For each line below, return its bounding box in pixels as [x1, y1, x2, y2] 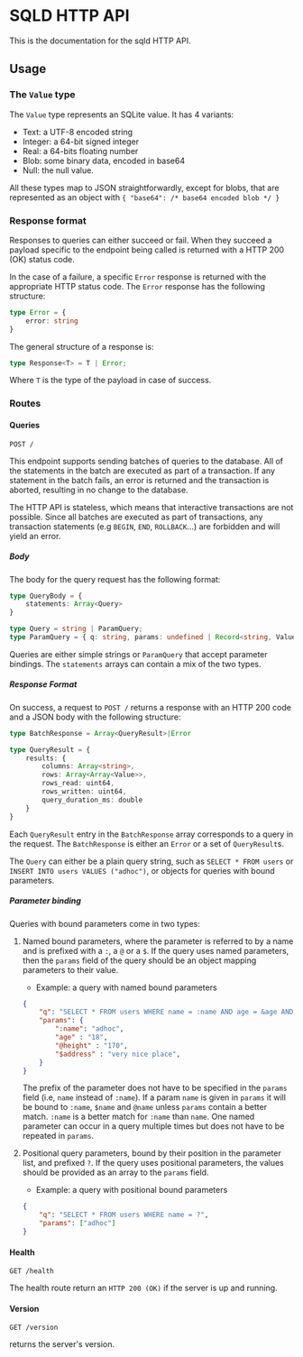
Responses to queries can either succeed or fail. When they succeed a [9, 234, 272, 245]
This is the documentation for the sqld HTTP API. [9, 35, 191, 46]
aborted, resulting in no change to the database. [9, 484, 188, 495]
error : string [25, 316, 78, 325]
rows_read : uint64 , [41, 779, 115, 788]
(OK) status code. [9, 253, 75, 264]
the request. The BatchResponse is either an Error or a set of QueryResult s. [9, 838, 285, 848]
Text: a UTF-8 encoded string [22, 126, 133, 137]
